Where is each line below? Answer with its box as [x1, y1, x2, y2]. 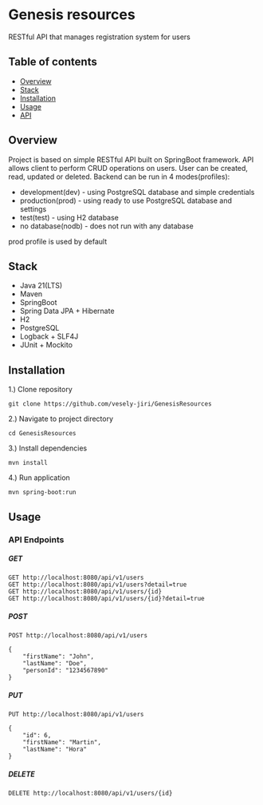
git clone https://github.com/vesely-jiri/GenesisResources [8, 400, 213, 408]
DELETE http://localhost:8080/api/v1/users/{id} [8, 789, 173, 798]
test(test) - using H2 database [19, 212, 120, 222]
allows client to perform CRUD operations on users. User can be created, [8, 163, 249, 172]
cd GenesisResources [8, 430, 77, 438]
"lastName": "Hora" [22, 745, 88, 754]
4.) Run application [8, 473, 70, 482]
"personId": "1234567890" [22, 667, 109, 675]
